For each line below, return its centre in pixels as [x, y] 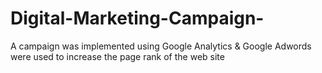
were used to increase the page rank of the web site [117, 56]
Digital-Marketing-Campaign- [137, 18]
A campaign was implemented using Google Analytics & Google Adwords [161, 46]
